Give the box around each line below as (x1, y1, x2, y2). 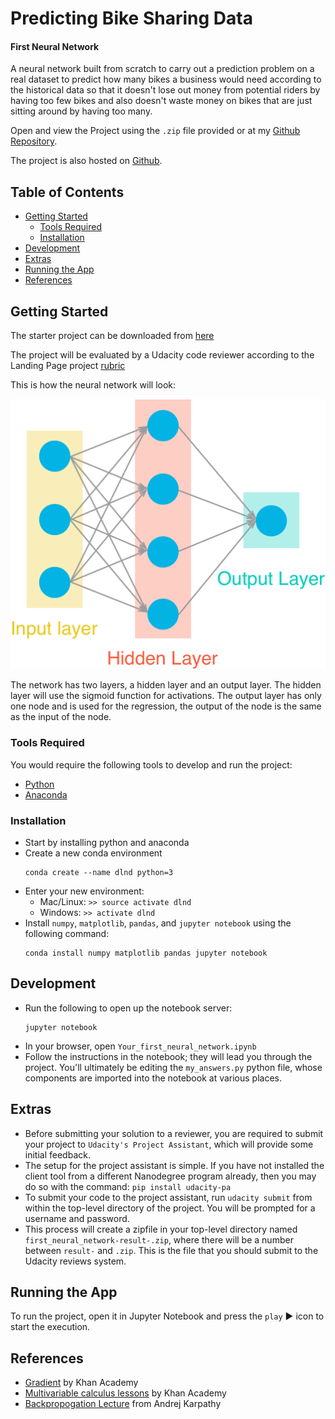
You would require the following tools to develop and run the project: (10, 758, 293, 771)
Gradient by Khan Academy (24, 1377, 139, 1389)
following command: (24, 927, 110, 939)
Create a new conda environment (24, 847, 163, 859)
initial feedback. (24, 1148, 91, 1161)
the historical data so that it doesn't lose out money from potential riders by (10, 84, 321, 96)
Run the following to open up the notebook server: (24, 1002, 233, 1014)
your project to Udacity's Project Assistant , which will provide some (24, 1138, 314, 1150)
